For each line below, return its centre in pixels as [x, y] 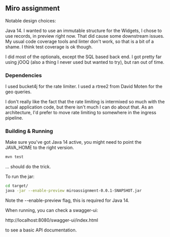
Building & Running [29, 131]
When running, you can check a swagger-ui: [52, 210]
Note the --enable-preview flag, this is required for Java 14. [67, 200]
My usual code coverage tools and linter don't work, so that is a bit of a [79, 41]
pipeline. [14, 118]
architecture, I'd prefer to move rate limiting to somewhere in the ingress [81, 113]
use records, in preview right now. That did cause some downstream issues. [85, 36]
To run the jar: [20, 177]
